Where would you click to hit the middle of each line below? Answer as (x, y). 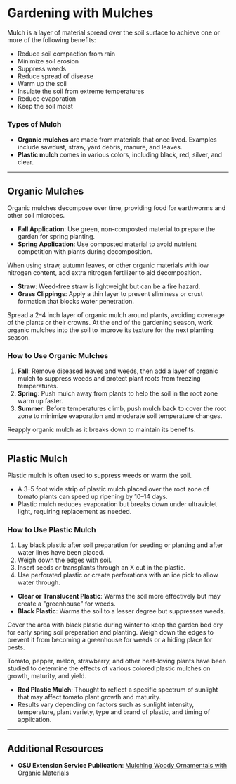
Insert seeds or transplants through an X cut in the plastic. (101, 568)
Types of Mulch (34, 124)
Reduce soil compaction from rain (66, 54)
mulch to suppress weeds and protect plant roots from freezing (109, 379)
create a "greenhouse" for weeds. (66, 604)
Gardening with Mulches (80, 13)
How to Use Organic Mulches (58, 355)
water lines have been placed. (61, 553)
